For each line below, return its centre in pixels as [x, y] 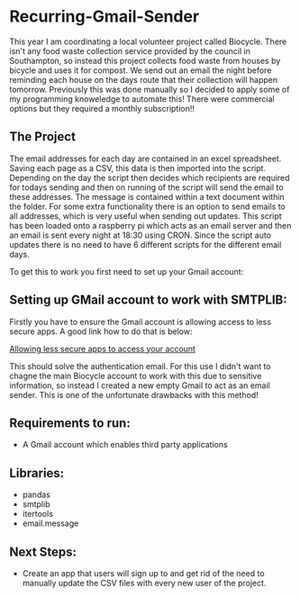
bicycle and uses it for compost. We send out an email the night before [141, 70]
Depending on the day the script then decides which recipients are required [150, 177]
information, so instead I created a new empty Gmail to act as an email [140, 385]
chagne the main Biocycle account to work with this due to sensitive [136, 375]
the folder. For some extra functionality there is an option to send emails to [147, 206]
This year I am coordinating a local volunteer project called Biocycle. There [148, 41]
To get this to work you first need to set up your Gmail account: [127, 271]
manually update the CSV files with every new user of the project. [144, 583]
